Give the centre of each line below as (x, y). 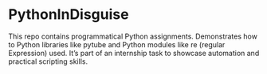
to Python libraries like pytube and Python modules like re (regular (117, 44)
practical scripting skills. (48, 61)
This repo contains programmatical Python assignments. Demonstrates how (133, 36)
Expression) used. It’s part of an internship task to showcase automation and (134, 53)
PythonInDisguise (69, 15)
